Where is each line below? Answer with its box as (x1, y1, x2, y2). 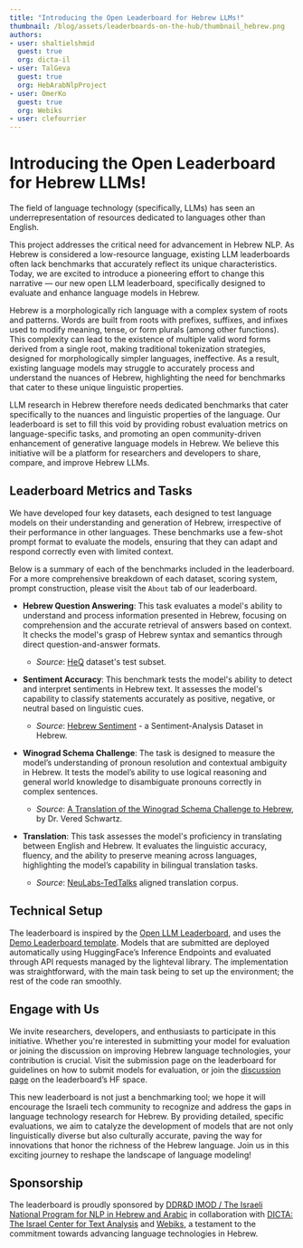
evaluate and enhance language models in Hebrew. (9, 287, 201, 299)
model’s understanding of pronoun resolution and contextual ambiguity (22, 757, 288, 768)
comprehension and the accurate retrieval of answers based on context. (22, 619, 292, 630)
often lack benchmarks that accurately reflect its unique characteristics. (9, 259, 278, 270)
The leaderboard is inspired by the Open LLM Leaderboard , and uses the (9, 927, 281, 938)
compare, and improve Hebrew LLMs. (9, 457, 150, 468)
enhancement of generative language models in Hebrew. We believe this (9, 438, 279, 449)
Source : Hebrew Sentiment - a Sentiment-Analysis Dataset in (35, 720, 264, 731)
